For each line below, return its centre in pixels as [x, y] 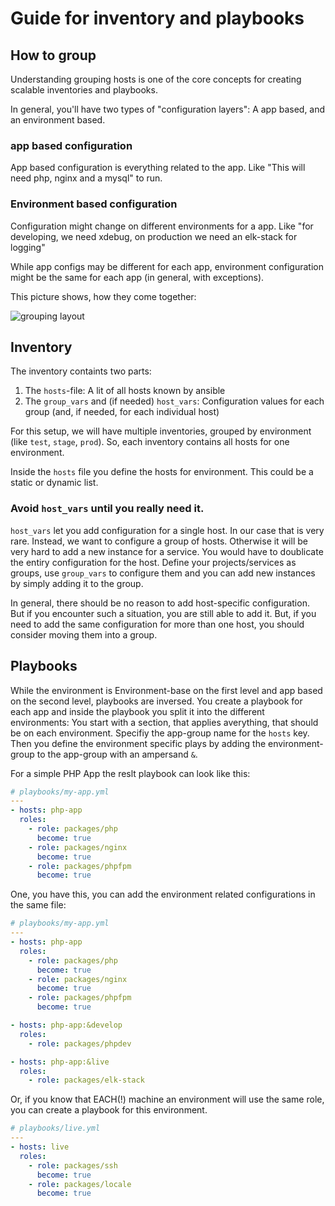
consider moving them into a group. [84, 634]
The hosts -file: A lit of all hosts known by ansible [125, 391]
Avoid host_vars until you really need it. [107, 509]
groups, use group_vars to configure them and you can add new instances [163, 573]
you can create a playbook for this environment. [109, 1110]
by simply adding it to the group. [77, 583]
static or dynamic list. [54, 483]
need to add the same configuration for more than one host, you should [157, 624]
